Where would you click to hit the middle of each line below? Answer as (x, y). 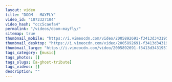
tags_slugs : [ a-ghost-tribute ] (39, 62)
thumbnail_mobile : (25, 39)
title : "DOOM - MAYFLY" (31, 15)
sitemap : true (20, 34)
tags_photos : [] (23, 57)
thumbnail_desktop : (26, 43)
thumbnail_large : (24, 48)
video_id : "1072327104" (31, 19)
